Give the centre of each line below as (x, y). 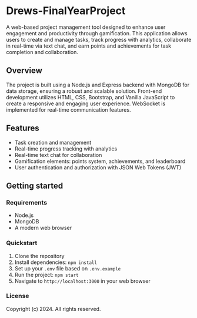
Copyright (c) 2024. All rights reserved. (54, 309)
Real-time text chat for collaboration (58, 155)
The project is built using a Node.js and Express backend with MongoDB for (98, 85)
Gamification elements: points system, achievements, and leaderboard (100, 161)
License (18, 296)
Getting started (35, 185)
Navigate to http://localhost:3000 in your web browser (83, 281)
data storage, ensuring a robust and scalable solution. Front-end (84, 91)
